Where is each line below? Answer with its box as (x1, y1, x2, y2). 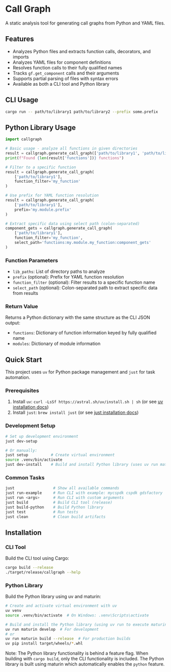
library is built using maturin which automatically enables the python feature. (5, 661, 165, 667)
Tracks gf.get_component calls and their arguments (12, 70, 120, 76)
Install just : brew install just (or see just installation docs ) (12, 409, 139, 416)
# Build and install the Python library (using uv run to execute (5, 622, 149, 627)
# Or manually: (5, 447, 38, 453)
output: (5, 320, 20, 326)
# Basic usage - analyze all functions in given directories (5, 146, 138, 151)
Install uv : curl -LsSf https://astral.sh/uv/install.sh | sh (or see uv (12, 399, 163, 405)
